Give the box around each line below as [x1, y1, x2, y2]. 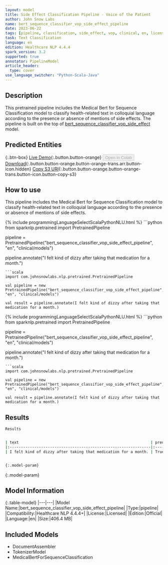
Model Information [5, 486, 64, 495]
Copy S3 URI [32, 166, 59, 172]
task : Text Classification [5, 36, 61, 41]
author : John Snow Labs [5, 17, 55, 22]
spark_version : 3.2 [5, 49, 46, 54]
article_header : [5, 63, 39, 68]
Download [5, 160, 26, 166]
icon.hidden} [5, 166, 31, 172]
